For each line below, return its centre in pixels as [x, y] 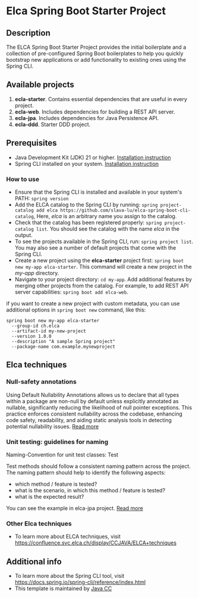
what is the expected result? [49, 496]
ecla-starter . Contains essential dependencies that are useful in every [101, 99]
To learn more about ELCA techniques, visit [67, 537]
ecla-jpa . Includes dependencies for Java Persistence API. [87, 118]
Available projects [40, 85]
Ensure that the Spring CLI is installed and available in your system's [98, 192]
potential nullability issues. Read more [53, 426]
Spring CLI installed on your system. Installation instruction [87, 163]
